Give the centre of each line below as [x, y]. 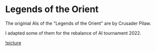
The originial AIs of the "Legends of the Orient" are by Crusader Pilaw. [78, 23]
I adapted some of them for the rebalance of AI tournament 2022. [73, 33]
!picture [13, 43]
